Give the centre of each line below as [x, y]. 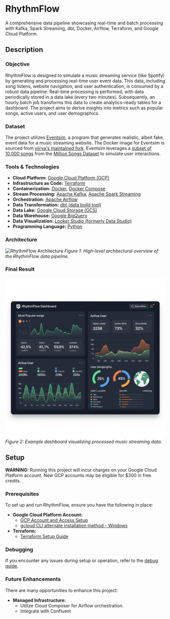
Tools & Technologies [32, 167]
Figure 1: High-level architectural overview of [111, 251]
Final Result [20, 269]
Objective [18, 64]
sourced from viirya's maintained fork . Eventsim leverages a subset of [78, 148]
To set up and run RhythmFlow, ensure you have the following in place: [79, 505]
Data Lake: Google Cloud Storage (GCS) [55, 210]
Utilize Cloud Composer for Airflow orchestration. [72, 605]
